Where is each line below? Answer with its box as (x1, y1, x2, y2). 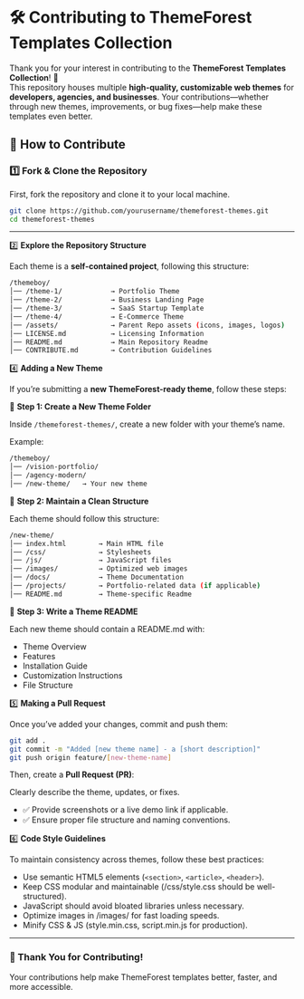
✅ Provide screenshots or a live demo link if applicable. (22, 804, 229, 815)
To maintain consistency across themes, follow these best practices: (9, 854, 265, 865)
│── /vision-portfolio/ (9, 463, 100, 472)
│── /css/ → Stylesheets (9, 547, 152, 557)
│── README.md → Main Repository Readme (9, 337, 208, 347)
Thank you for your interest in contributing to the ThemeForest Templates (9, 62, 287, 73)
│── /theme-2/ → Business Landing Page (9, 295, 204, 304)
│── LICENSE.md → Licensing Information (9, 329, 204, 338)
